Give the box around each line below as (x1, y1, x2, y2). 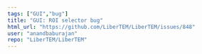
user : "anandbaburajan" (7, 29, 78, 37)
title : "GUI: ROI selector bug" (7, 17, 103, 24)
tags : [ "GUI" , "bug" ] (7, 10, 69, 18)
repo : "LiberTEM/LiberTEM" (7, 36, 87, 43)
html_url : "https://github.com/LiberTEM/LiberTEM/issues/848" (7, 23, 196, 30)
